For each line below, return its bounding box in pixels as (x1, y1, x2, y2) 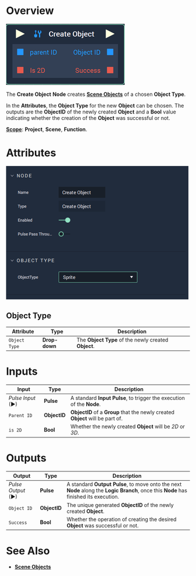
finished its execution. (66, 493, 120, 501)
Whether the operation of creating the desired (66, 516, 177, 523)
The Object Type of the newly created (76, 336, 169, 343)
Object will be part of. (70, 415, 123, 422)
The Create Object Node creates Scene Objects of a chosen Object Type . (6, 91, 186, 98)
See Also (6, 544, 50, 557)
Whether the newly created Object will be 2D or (70, 423, 185, 430)
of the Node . (70, 401, 101, 408)
